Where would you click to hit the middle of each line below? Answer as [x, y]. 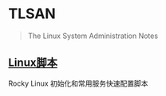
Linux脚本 [33, 63]
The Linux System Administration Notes [93, 36]
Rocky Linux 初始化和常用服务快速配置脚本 [79, 83]
